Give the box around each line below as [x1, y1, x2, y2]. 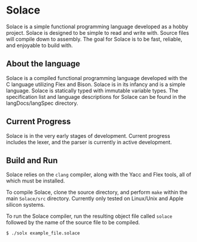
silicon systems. [6, 201, 45, 208]
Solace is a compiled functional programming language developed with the [6, 74, 188, 81]
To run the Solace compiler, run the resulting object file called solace [6, 213, 172, 220]
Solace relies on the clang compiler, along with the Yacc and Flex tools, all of [6, 171, 192, 178]
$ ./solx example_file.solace [6, 230, 81, 236]
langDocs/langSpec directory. [6, 100, 78, 107]
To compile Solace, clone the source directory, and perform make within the [6, 189, 188, 196]
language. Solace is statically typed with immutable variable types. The [6, 87, 178, 94]
